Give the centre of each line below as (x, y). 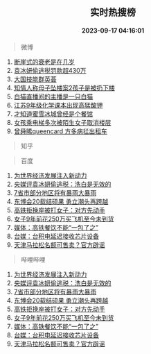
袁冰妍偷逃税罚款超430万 (50, 70)
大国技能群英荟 (35, 79)
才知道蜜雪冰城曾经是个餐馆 (53, 114)
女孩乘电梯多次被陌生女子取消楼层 (62, 122)
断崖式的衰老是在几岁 (44, 62)
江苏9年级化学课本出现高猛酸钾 (58, 105)
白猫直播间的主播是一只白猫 (53, 96)
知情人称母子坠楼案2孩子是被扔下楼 (64, 87)
